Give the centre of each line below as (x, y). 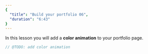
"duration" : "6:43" (30, 19)
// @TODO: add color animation (38, 47)
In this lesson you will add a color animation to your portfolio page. (74, 38)
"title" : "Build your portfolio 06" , (49, 14)
